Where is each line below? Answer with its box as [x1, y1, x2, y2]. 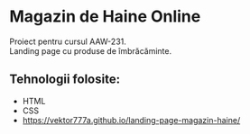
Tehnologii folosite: [9, 72, 120, 87]
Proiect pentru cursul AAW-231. [9, 36, 126, 47]
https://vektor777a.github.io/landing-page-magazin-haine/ [22, 114, 241, 125]
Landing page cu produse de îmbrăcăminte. [9, 45, 172, 56]
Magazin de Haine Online [9, 6, 201, 27]
